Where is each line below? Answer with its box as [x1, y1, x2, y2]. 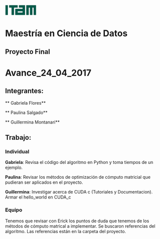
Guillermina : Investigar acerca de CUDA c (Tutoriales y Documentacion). [5, 189, 153, 195]
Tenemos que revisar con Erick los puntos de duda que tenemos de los [5, 218, 149, 224]
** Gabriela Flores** [5, 100, 46, 106]
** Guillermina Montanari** [5, 119, 60, 125]
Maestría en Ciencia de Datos [5, 28, 128, 39]
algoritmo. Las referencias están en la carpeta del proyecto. [5, 228, 127, 234]
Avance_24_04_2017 [5, 67, 92, 79]
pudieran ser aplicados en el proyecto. [5, 179, 83, 185]
